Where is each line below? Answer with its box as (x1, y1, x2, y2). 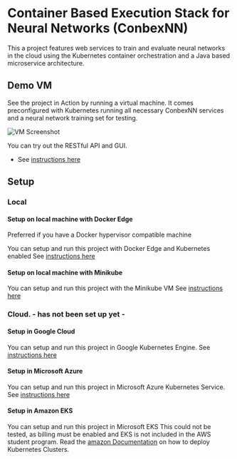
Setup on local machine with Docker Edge (7, 215, 133, 223)
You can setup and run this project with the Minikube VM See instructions (7, 284, 223, 293)
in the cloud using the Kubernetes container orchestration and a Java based (7, 51, 230, 60)
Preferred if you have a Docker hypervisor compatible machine (7, 230, 192, 239)
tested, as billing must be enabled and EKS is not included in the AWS (7, 430, 211, 438)
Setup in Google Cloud (7, 326, 75, 336)
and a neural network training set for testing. (7, 113, 138, 122)
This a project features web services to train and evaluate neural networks (7, 43, 226, 52)
